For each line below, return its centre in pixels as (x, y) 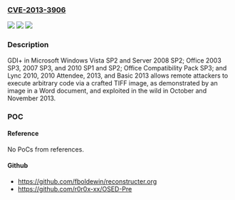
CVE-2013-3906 (37, 10)
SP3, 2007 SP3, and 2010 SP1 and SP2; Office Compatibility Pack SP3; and (117, 68)
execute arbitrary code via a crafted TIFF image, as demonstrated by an (113, 83)
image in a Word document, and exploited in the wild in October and (107, 90)
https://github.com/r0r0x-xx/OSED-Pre (75, 189)
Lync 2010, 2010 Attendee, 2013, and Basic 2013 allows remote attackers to (118, 75)
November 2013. (32, 98)
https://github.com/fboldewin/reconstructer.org (87, 181)
